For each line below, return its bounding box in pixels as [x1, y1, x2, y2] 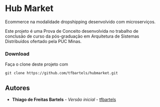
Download [5, 50, 30, 57]
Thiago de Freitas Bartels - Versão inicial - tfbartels [12, 97, 116, 103]
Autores [5, 84, 30, 92]
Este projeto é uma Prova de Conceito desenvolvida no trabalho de [5, 28, 139, 34]
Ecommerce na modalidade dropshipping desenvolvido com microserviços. [5, 19, 156, 25]
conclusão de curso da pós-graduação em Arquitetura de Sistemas [5, 33, 140, 39]
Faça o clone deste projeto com [5, 61, 68, 67]
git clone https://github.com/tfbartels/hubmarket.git [5, 71, 118, 76]
